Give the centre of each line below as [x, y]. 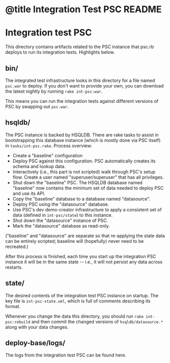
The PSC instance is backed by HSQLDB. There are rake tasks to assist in [82, 135]
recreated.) [17, 246]
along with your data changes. [37, 327]
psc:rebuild [18, 322]
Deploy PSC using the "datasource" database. [61, 204]
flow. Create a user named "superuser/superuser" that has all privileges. [88, 177]
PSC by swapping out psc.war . [37, 106]
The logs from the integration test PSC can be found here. [66, 355]
